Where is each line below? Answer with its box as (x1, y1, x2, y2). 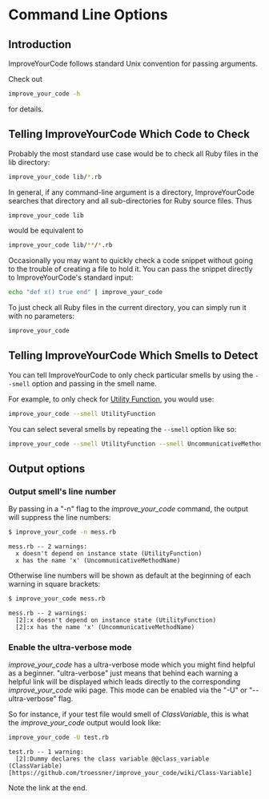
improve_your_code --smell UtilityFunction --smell (8, 439, 184, 448)
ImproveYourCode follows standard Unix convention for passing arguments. (8, 59, 258, 68)
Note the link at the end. (8, 783, 88, 793)
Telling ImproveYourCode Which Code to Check (8, 127, 251, 141)
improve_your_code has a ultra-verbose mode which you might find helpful (8, 660, 255, 670)
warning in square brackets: (8, 579, 101, 589)
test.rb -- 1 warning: (8, 748, 84, 757)
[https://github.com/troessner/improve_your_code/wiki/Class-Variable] (8, 769, 252, 777)
